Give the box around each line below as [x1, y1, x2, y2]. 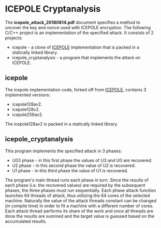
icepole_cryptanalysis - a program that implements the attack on [12, 54, 141, 60]
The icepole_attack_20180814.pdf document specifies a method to [5, 19, 141, 25]
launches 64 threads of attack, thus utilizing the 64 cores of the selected [5, 193, 150, 198]
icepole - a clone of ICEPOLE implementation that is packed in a [12, 44, 139, 50]
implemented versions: [5, 92, 51, 98]
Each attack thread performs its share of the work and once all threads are [5, 208, 154, 214]
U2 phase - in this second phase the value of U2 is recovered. [12, 163, 136, 168]
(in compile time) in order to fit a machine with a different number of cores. [5, 203, 154, 209]
